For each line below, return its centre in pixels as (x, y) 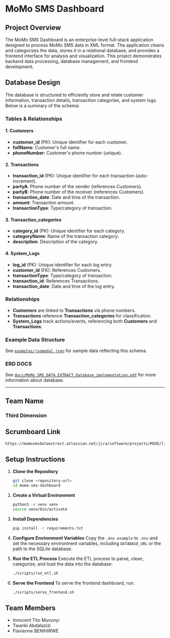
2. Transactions (22, 164)
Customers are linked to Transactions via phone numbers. (74, 310)
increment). (25, 181)
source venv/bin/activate (40, 509)
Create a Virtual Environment (44, 495)
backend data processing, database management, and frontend (72, 61)
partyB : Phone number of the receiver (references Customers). (79, 192)
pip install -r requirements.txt (48, 528)
